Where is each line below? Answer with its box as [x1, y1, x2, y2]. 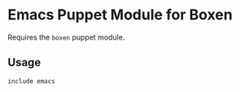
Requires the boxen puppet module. [7, 32, 125, 42]
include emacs [7, 77, 56, 86]
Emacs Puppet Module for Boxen [7, 6, 233, 24]
